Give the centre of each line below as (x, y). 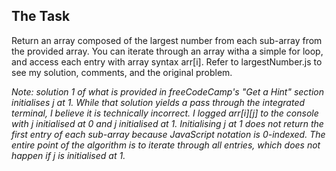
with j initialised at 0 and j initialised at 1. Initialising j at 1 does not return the (167, 123)
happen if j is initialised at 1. (68, 155)
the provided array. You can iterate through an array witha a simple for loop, (167, 51)
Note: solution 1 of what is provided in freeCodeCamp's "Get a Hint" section (168, 91)
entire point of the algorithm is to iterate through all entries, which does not (166, 145)
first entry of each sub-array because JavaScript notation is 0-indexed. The (168, 134)
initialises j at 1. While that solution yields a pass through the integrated (158, 102)
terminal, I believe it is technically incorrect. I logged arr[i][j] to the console (165, 113)
